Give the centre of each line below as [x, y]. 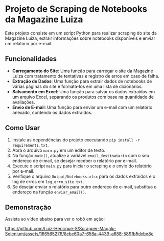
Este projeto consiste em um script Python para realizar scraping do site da [81, 33]
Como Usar [23, 128]
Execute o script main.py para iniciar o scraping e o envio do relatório [82, 166]
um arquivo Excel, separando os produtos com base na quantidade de [83, 97]
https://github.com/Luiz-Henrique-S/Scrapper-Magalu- [61, 229]
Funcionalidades [31, 59]
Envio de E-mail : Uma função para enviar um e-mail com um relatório [82, 107]
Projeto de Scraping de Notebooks [76, 9]
